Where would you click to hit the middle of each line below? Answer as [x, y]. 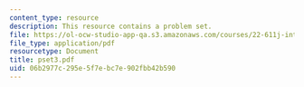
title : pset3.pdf [42, 60]
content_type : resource [54, 18]
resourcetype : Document [54, 52]
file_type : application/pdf [62, 43]
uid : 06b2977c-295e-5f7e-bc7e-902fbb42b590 [93, 69]
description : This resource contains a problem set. [111, 26]
